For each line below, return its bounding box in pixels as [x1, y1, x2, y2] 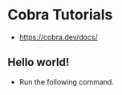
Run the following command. [18, 76, 114, 86]
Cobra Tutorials [7, 6, 113, 24]
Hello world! [7, 56, 70, 69]
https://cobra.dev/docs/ [18, 32, 98, 42]
